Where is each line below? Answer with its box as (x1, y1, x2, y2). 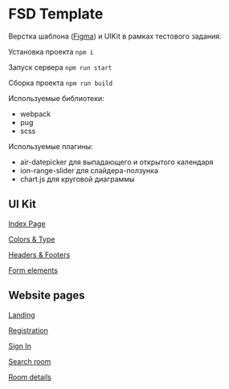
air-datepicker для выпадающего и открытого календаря (19, 157, 215, 167)
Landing (8, 310, 35, 319)
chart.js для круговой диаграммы (19, 174, 135, 184)
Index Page (8, 218, 46, 229)
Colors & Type (8, 234, 55, 244)
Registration (8, 326, 48, 335)
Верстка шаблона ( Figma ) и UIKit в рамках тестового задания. (8, 31, 223, 41)
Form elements (8, 265, 59, 275)
